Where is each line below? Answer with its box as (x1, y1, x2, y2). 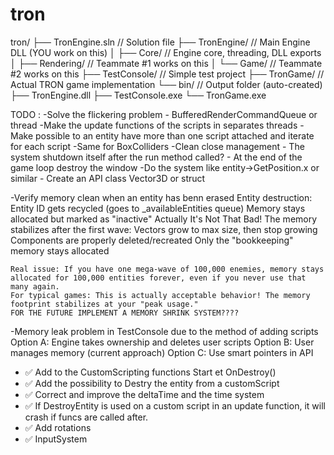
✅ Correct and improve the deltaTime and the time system (24, 388, 265, 400)
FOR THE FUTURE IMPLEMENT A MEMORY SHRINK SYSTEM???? (10, 308, 240, 318)
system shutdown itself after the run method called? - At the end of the (10, 151, 303, 163)
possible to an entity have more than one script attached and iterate (34, 129, 315, 142)
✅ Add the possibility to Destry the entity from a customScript (24, 377, 280, 389)
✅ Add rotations (24, 421, 92, 433)
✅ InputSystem (24, 433, 88, 445)
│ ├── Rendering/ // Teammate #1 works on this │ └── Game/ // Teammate (10, 57, 323, 69)
